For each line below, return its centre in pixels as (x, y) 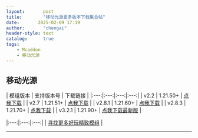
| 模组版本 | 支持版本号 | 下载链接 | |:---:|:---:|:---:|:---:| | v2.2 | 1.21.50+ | (94, 96)
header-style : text (30, 33)
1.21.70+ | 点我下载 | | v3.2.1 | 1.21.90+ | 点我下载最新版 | (74, 110)
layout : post (30, 11)
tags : (13, 45)
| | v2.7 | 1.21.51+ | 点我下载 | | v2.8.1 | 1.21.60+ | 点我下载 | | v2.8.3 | (104, 103)
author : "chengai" (37, 28)
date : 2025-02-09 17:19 (43, 22)
